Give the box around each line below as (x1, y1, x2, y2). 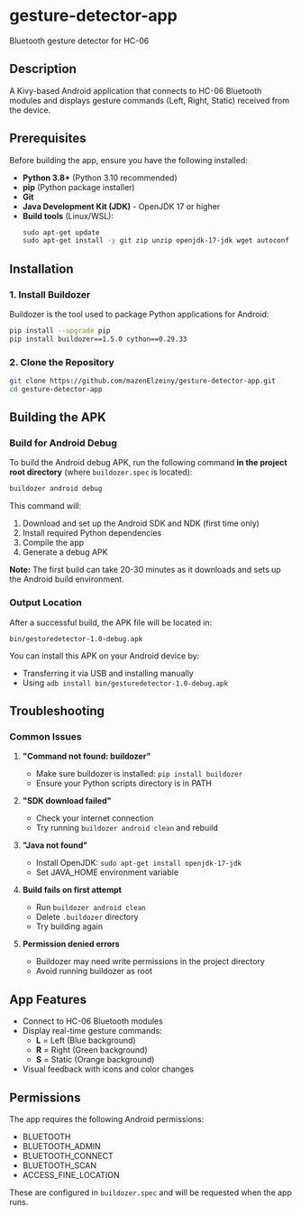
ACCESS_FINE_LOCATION (22, 1169, 120, 1180)
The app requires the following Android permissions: (9, 1113, 205, 1124)
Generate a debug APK (22, 547, 108, 557)
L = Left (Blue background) (35, 1035, 137, 1046)
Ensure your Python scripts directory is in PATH (35, 778, 212, 789)
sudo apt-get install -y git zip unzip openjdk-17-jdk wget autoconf (22, 236, 290, 245)
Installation (9, 261, 74, 276)
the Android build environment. (9, 574, 124, 584)
